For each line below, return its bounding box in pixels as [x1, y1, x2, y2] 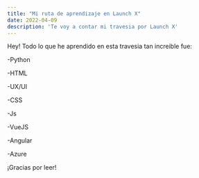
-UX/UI [7, 83, 28, 91]
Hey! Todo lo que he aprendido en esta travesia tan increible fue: [7, 42, 193, 51]
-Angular [7, 136, 33, 145]
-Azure [7, 150, 27, 159]
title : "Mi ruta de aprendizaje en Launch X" [7, 10, 141, 17]
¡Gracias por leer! [7, 163, 57, 172]
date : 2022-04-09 [7, 17, 58, 24]
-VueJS [7, 123, 29, 131]
